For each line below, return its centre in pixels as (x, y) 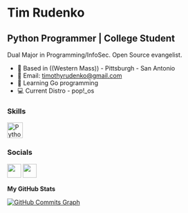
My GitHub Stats (31, 189)
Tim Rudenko (46, 13)
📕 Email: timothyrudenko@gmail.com (69, 75)
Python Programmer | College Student (91, 38)
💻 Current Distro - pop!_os (56, 91)
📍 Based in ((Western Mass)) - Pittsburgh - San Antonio (96, 68)
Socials (20, 152)
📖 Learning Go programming (58, 83)
